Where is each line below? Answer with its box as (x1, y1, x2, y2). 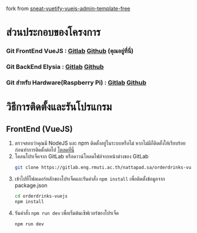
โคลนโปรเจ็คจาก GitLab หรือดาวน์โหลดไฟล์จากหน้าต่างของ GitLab (14, 152, 149, 159)
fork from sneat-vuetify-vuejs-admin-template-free (6, 5, 131, 12)
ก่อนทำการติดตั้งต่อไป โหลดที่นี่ (14, 146, 75, 153)
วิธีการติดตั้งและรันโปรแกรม (6, 100, 112, 114)
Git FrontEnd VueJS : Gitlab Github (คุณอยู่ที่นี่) (6, 47, 134, 55)
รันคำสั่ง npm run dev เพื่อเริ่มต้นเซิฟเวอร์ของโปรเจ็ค (14, 209, 119, 217)
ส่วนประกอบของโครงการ (6, 26, 101, 39)
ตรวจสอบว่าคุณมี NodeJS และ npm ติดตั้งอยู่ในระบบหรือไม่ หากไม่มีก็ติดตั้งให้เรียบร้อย (14, 139, 186, 147)
